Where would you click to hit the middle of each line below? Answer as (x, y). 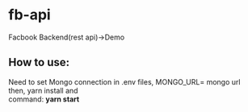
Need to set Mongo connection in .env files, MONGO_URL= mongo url (124, 81)
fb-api (29, 15)
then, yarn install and (43, 90)
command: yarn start (44, 99)
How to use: (39, 62)
